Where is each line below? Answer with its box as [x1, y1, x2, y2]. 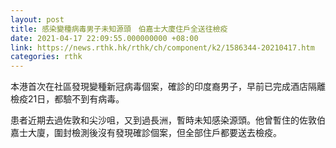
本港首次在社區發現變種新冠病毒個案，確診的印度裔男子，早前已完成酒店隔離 [10, 81, 326, 93]
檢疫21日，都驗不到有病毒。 [10, 93, 125, 105]
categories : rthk [10, 52, 83, 62]
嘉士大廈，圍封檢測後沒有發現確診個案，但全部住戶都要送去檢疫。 [10, 127, 282, 139]
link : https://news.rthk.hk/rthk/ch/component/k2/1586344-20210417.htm [10, 42, 315, 53]
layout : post [10, 14, 65, 25]
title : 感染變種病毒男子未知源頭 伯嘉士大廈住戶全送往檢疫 [10, 24, 228, 34]
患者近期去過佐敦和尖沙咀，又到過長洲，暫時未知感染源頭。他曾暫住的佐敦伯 [10, 114, 326, 126]
